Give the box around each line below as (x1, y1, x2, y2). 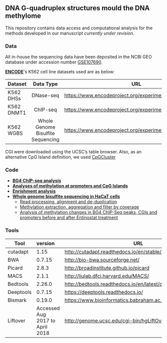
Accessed (36, 305, 60, 312)
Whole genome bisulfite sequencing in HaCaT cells (12, 194, 120, 200)
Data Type (33, 80, 58, 87)
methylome (5, 12, 41, 20)
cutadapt (7, 248, 29, 255)
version (36, 240, 55, 247)
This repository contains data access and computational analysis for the (5, 25, 153, 31)
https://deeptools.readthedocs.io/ (64, 288, 143, 295)
